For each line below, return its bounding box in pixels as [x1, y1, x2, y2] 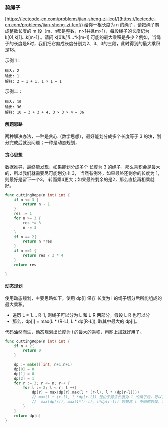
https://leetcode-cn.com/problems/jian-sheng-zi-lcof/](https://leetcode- [6, 16, 156, 22]
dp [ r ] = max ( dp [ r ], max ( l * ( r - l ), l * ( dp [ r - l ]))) [31, 390, 140, 395]
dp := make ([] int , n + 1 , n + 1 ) [14, 362, 72, 367]
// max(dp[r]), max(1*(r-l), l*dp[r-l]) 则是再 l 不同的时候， [31, 399, 162, 404]
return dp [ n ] [14, 413, 41, 418]
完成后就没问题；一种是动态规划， [9, 139, 80, 145]
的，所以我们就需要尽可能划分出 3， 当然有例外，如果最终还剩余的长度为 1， [5, 170, 162, 176]
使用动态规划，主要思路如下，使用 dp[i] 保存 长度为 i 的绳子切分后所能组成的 [5, 295, 162, 301]
